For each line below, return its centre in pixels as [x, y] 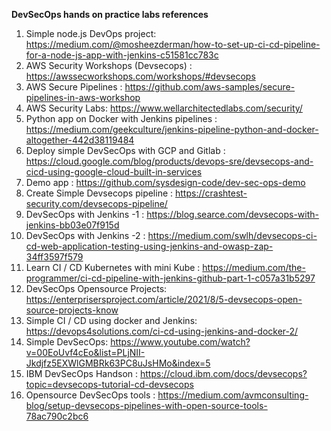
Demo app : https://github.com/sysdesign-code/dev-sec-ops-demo [165, 182]
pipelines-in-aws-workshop [83, 97]
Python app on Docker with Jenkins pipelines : [121, 118]
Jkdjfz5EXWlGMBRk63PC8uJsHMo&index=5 [118, 363]
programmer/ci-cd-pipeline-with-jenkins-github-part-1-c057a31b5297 [170, 278]
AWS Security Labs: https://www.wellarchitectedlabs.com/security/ [164, 108]
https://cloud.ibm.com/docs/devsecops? [223, 373]
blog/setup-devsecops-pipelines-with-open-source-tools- [146, 405]
